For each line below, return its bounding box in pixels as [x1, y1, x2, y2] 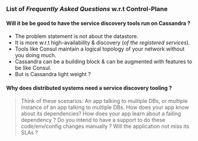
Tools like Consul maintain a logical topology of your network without [14, 45, 185, 52]
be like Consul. [14, 64, 52, 71]
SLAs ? [20, 129, 38, 136]
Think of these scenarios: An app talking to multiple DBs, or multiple [20, 98, 188, 105]
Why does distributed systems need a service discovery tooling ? [6, 84, 172, 91]
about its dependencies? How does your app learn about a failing [20, 110, 181, 117]
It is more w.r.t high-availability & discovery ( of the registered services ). [14, 39, 190, 46]
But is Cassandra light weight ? [14, 71, 91, 78]
